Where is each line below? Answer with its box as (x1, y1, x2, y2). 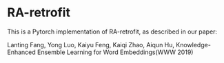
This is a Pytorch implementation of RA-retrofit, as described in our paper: (7, 27, 218, 36)
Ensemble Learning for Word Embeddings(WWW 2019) (37, 48, 194, 56)
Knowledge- (175, 40, 212, 49)
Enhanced (7, 48, 36, 56)
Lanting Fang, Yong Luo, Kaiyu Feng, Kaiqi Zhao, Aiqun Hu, (7, 40, 174, 49)
